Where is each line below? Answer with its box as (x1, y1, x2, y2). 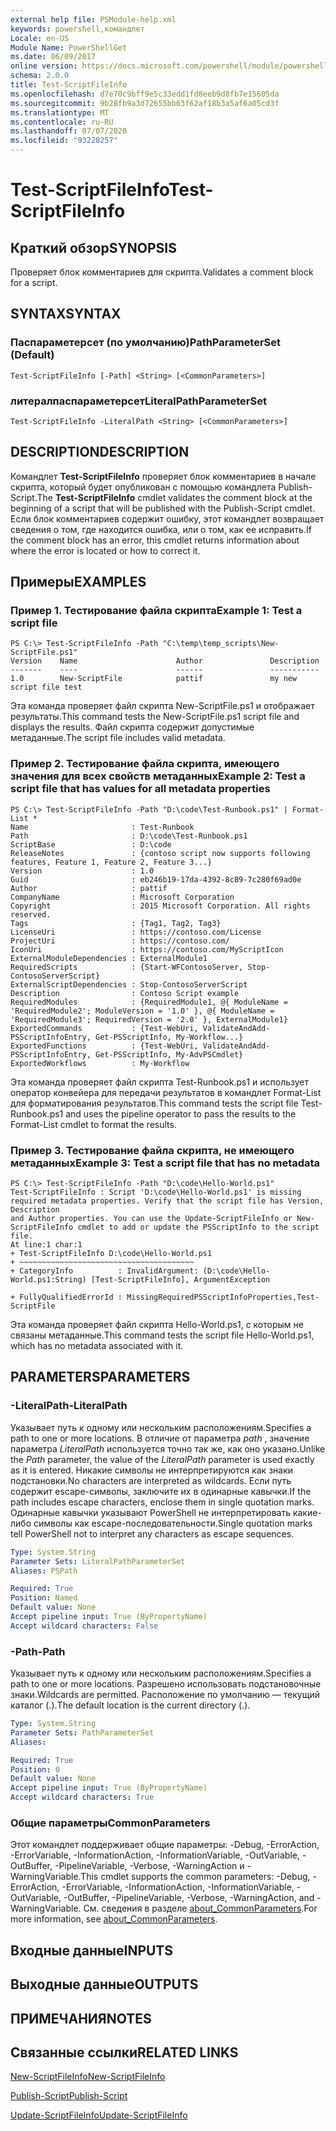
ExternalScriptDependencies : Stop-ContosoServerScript (10, 979, 248, 990)
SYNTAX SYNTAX (10, 306, 122, 323)
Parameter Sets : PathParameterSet (10, 1727, 155, 1738)
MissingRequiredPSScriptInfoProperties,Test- (126, 1292, 320, 1303)
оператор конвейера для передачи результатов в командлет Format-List (10, 1086, 322, 1098)
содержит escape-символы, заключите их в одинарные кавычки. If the (10, 1485, 312, 1497)
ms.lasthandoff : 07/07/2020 (10, 126, 128, 136)
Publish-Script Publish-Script (10, 2090, 128, 2102)
